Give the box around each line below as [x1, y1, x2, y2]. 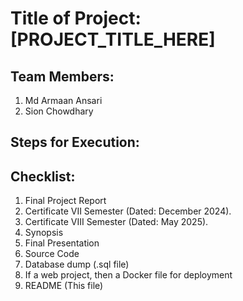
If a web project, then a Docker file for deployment [24, 269, 233, 281]
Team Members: [10, 68, 115, 85]
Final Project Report [24, 195, 107, 207]
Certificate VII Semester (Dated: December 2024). [24, 205, 232, 217]
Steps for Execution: [10, 134, 140, 151]
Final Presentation [24, 237, 100, 249]
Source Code [24, 248, 80, 260]
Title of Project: [10, 7, 142, 30]
